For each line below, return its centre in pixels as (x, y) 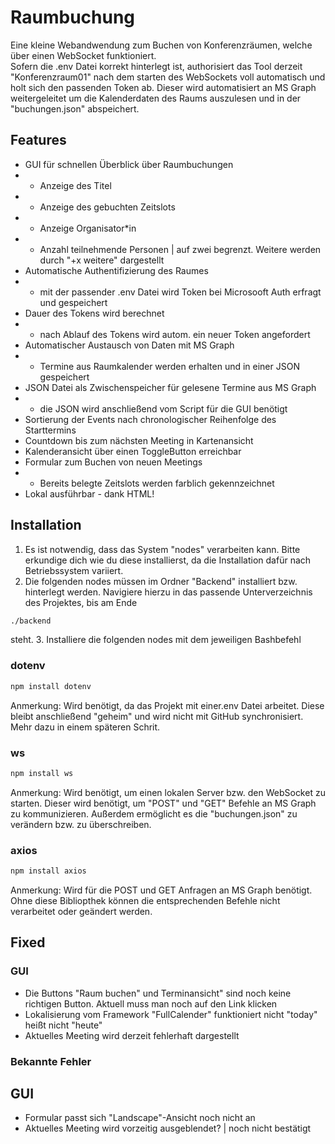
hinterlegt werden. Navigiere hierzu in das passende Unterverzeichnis (168, 592)
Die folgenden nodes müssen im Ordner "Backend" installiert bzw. (161, 581)
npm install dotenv (51, 686)
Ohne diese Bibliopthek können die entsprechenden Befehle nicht (145, 900)
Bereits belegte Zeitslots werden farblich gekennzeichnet (157, 483)
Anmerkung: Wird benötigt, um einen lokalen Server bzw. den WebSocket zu (168, 792)
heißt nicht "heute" (63, 1025)
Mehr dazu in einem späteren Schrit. (85, 727)
